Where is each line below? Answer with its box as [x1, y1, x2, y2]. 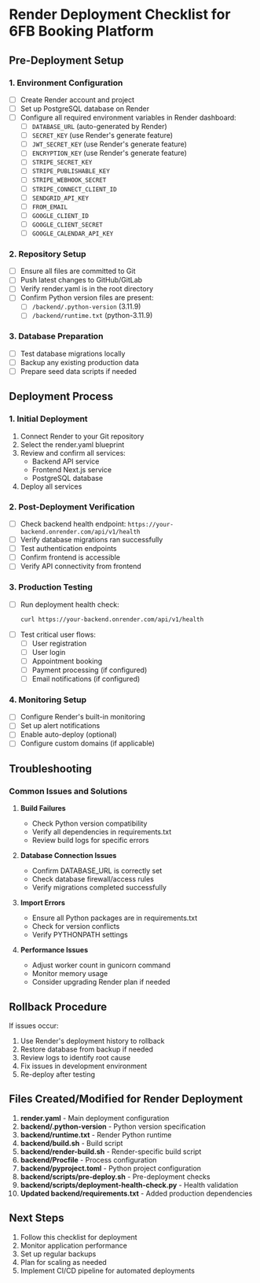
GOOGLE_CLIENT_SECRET [31, 220, 103, 229]
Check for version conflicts [31, 922, 120, 931]
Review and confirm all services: [20, 448, 126, 457]
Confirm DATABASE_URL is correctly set [31, 866, 163, 875]
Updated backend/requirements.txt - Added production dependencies [20, 1189, 253, 1198]
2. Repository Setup [9, 248, 86, 259]
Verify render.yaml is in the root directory [20, 284, 154, 294]
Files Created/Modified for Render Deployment [9, 1093, 244, 1106]
